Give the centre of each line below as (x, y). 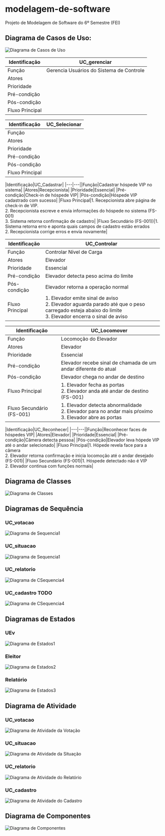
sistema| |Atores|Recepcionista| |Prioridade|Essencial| (60, 189)
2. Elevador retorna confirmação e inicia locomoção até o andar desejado (79, 456)
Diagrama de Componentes (48, 816)
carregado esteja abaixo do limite (84, 310)
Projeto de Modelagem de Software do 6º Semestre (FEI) (63, 23)
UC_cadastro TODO (29, 593)
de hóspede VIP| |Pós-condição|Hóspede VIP (91, 195)
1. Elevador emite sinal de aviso (82, 298)
